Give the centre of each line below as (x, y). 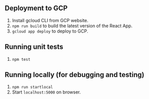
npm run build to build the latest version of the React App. (72, 26)
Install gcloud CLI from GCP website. (50, 20)
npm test (21, 59)
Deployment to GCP (36, 8)
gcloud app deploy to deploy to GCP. (50, 31)
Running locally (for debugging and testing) (74, 75)
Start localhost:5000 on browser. (46, 92)
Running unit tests (34, 47)
